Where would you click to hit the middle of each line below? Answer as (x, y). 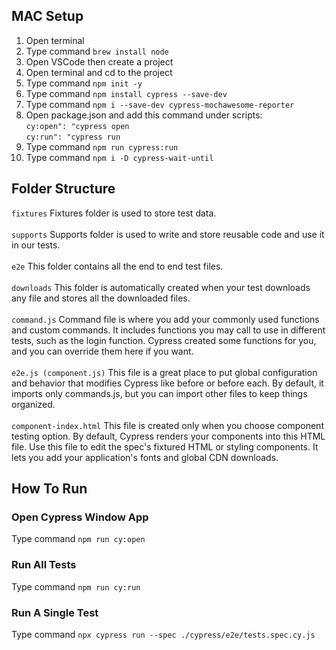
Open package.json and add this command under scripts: (144, 115)
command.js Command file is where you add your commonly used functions (165, 319)
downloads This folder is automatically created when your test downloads (161, 287)
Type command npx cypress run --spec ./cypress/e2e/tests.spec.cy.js (163, 634)
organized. (33, 404)
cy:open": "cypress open (77, 126)
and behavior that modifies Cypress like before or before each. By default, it (167, 383)
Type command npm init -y (84, 83)
